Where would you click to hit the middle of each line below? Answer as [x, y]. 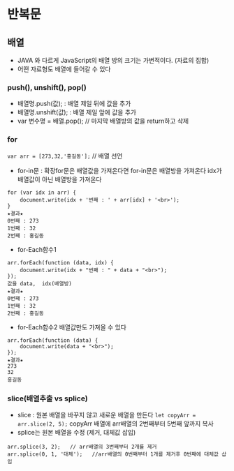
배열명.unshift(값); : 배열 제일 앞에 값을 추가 [77, 112]
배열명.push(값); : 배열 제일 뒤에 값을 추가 [74, 104]
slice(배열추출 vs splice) [48, 398]
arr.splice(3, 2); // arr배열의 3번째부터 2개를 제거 [82, 447]
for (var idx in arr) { [42, 193]
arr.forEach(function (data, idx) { [60, 262]
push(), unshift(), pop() [47, 87]
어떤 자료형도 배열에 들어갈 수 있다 [64, 69]
